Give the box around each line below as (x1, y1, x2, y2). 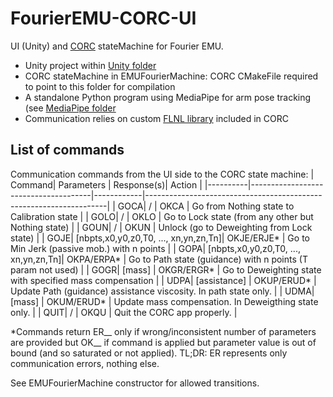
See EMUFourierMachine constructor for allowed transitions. (10, 377, 260, 389)
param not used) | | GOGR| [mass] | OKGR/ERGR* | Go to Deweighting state (10, 263, 322, 276)
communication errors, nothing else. (10, 357, 160, 369)
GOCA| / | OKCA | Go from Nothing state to (117, 200, 295, 212)
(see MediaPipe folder (24, 102, 117, 114)
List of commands (10, 142, 125, 159)
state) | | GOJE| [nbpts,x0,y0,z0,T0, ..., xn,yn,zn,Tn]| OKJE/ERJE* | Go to (10, 232, 310, 244)
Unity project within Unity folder (24, 59, 157, 71)
